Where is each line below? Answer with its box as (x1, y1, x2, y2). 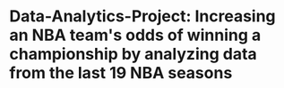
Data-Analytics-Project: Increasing (9, 6, 276, 27)
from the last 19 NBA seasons (9, 63, 233, 84)
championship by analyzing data (9, 44, 257, 64)
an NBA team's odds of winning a (9, 25, 262, 45)
